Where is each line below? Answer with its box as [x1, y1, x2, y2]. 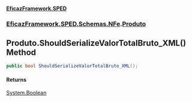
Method [6, 47, 37, 57]
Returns [6, 76, 27, 83]
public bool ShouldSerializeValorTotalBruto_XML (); [6, 63, 138, 69]
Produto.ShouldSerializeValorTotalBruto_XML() [6, 38, 187, 48]
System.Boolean [6, 89, 47, 97]
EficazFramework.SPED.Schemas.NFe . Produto [6, 20, 146, 28]
